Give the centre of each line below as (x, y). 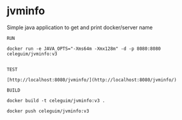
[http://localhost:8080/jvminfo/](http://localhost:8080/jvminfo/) (92, 80)
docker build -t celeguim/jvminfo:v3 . (56, 100)
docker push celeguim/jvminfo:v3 (48, 111)
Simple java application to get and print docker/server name (80, 27)
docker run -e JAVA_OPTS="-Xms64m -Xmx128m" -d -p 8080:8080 (84, 49)
